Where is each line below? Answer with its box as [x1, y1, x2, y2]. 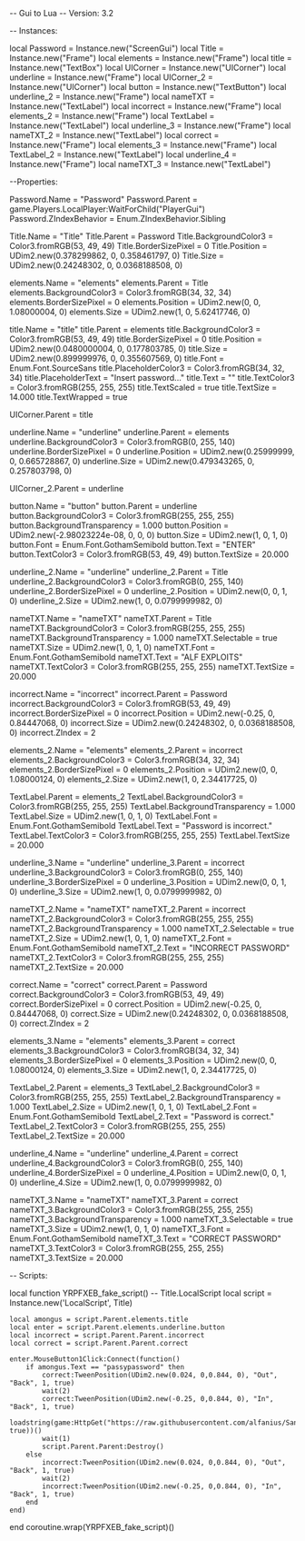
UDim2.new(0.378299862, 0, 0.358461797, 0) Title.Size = [9, 250, 225, 261]
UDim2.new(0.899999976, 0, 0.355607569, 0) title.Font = [9, 353, 225, 363]
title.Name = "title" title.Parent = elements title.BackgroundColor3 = [9, 324, 261, 334]
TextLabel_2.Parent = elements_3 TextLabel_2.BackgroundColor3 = [9, 1082, 261, 1093]
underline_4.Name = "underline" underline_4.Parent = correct [9, 1148, 239, 1158]
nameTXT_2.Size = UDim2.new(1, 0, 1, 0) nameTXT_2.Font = [9, 933, 232, 943]
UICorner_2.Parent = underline [9, 483, 124, 493]
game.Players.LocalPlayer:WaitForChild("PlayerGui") [9, 204, 206, 214]
